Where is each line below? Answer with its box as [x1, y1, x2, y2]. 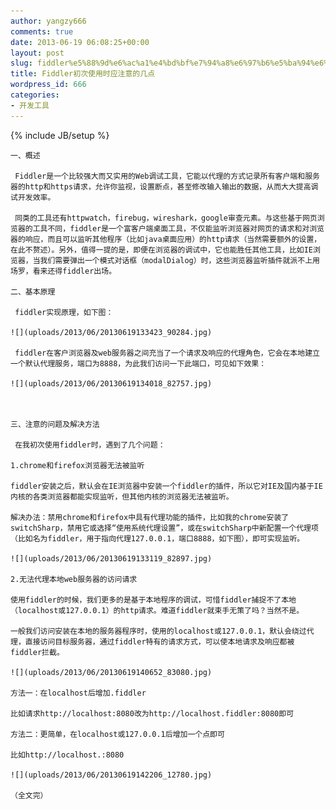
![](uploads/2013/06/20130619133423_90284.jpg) [10, 327, 213, 337]
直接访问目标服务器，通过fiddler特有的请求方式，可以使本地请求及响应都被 [24, 636, 295, 647]
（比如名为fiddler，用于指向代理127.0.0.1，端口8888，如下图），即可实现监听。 [10, 533, 305, 544]
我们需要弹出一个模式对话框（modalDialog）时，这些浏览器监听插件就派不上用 [39, 255, 320, 265]
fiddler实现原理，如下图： [14, 307, 114, 317]
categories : [10, 90, 60, 100]
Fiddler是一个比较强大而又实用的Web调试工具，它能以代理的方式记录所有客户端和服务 [14, 171, 320, 181]
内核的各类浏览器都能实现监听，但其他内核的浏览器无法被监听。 [10, 491, 234, 502]
